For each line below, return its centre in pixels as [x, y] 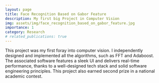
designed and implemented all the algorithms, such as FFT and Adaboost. [80, 55]
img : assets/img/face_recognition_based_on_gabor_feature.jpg [70, 23]
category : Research [25, 32]
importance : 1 [20, 28]
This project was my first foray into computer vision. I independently [74, 50]
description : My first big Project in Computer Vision [62, 18]
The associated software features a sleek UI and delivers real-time [72, 61]
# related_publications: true [36, 37]
